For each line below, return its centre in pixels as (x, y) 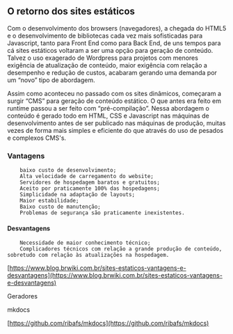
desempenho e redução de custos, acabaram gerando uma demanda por (112, 72)
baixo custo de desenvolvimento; (68, 170)
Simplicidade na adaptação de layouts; (78, 195)
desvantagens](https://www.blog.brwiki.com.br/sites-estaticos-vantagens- (115, 276)
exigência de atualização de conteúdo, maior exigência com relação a (107, 65)
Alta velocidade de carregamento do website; (87, 177)
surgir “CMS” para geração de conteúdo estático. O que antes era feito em (114, 101)
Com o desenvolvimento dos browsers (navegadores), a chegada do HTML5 (117, 28)
